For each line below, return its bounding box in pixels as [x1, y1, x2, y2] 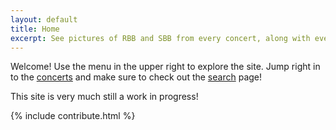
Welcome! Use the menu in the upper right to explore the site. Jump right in [10, 61, 321, 73]
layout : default [10, 14, 78, 25]
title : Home [10, 24, 60, 34]
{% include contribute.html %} [10, 110, 136, 122]
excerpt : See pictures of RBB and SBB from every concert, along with [10, 33, 311, 43]
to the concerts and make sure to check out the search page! [10, 71, 263, 83]
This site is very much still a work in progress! [10, 91, 199, 103]
